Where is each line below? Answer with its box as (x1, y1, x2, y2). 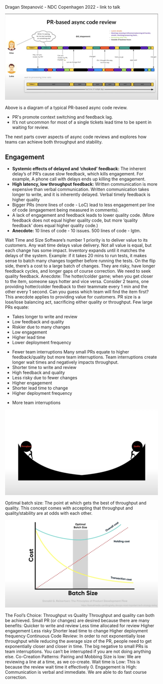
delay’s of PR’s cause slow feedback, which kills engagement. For (12, 171, 144, 177)
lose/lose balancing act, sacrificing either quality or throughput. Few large (5, 299, 153, 305)
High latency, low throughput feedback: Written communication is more (12, 181, 158, 187)
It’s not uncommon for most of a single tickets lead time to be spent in (12, 119, 152, 125)
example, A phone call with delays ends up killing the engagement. (12, 176, 146, 182)
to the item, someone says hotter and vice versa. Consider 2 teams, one (5, 279, 149, 284)
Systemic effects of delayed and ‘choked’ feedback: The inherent (12, 166, 147, 172)
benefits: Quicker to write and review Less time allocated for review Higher (5, 623, 154, 629)
